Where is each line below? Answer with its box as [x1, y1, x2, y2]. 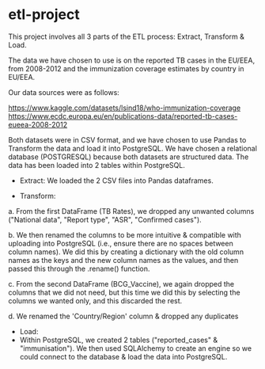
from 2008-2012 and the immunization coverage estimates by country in [8, 63, 244, 73]
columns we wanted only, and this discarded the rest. [8, 295, 183, 306]
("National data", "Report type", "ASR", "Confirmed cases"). [8, 215, 202, 224]
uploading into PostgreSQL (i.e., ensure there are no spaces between [8, 238, 233, 248]
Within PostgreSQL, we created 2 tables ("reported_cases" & [19, 335, 218, 344]
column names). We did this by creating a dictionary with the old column [8, 247, 244, 257]
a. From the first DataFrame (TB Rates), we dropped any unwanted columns [8, 206, 255, 215]
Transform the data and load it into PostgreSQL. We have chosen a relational [8, 143, 257, 153]
